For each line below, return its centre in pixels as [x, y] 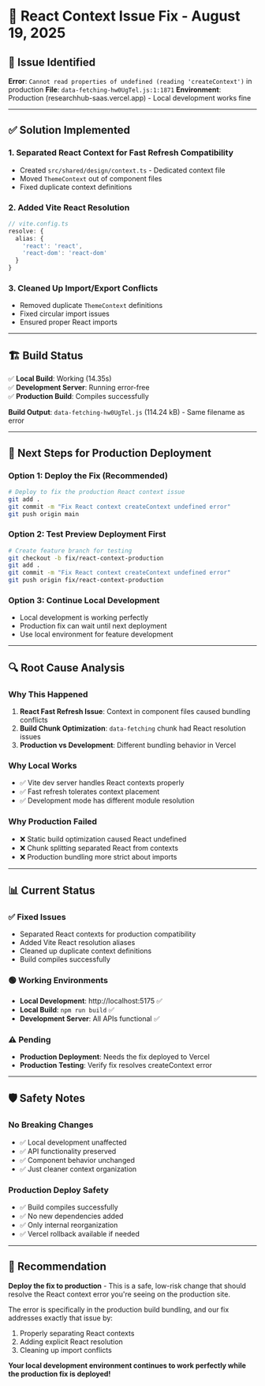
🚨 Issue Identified [52, 62]
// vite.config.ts [38, 224]
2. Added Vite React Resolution [69, 207]
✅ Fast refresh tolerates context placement [90, 792]
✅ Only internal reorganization [69, 1225]
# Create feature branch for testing [70, 551]
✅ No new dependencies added [71, 1216]
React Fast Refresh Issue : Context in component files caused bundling [135, 712]
